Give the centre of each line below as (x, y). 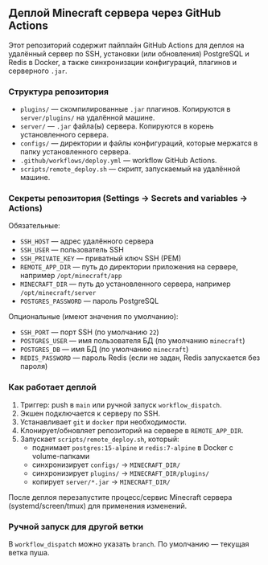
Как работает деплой (52, 387)
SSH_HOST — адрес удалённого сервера (87, 241)
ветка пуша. (29, 553)
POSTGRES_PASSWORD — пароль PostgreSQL (89, 301)
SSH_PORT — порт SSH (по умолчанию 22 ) (89, 332)
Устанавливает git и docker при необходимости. (103, 422)
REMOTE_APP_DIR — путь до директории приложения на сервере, (129, 267)
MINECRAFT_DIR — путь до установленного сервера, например (125, 284)
